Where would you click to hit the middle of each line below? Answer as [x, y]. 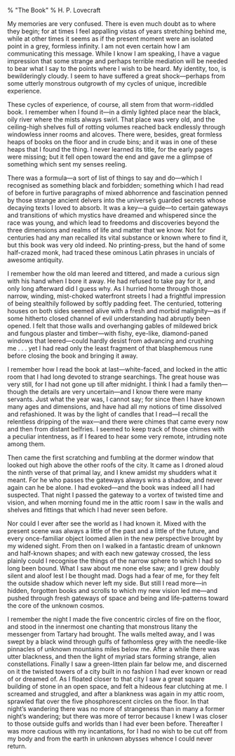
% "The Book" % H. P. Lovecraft [54, 10]
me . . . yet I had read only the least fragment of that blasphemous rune [110, 348]
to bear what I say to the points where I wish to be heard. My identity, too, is [117, 69]
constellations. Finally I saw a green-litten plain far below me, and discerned [117, 664]
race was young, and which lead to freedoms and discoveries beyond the [113, 223]
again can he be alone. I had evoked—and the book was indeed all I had [111, 487]
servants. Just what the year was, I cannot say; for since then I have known [116, 399]
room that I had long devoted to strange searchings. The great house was [113, 377]
